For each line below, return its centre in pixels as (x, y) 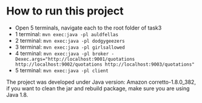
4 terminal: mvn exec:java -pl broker (62, 53)
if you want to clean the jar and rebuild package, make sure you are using (98, 88)
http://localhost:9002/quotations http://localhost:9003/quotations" (105, 64)
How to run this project (65, 11)
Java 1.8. (17, 95)
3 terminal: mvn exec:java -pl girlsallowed (70, 47)
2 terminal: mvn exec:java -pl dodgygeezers (70, 40)
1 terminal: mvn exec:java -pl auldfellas (67, 34)
